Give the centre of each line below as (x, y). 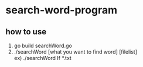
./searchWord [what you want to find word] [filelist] (76, 52)
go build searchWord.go (43, 45)
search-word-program (62, 10)
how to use (26, 32)
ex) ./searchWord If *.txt (42, 58)
